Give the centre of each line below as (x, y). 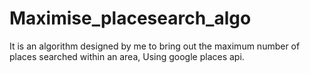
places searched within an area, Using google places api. (127, 56)
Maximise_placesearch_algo (130, 18)
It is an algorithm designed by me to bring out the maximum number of (155, 46)
